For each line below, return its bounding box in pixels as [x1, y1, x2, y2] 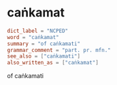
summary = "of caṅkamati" [7, 40, 80, 47]
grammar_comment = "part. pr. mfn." [7, 47, 111, 53]
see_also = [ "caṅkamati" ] [7, 53, 80, 60]
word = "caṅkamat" [7, 34, 59, 40]
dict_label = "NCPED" [7, 27, 69, 34]
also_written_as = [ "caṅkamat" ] [7, 60, 99, 66]
